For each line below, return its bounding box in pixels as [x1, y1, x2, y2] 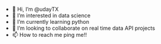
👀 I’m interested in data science [11, 12, 91, 19]
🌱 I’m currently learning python [11, 18, 90, 25]
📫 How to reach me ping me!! [11, 32, 87, 38]
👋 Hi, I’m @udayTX [11, 6, 59, 12]
